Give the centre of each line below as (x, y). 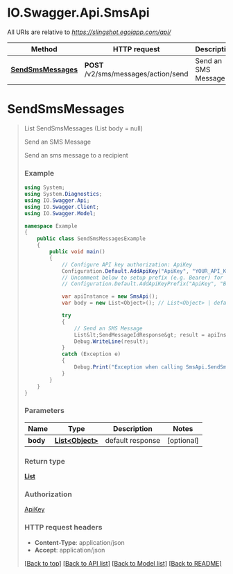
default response (133, 440)
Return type (45, 461)
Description (133, 428)
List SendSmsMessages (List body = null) (84, 128)
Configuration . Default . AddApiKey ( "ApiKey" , (125, 271)
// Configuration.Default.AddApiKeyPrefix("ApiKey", (139, 284)
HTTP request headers (63, 527)
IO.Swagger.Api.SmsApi (79, 13)
